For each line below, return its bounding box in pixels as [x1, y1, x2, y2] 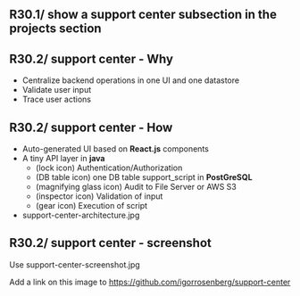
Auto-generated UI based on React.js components [21, 144, 210, 154]
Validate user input [21, 85, 92, 95]
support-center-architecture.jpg [21, 210, 140, 221]
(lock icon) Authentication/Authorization [35, 162, 183, 173]
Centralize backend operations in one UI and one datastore [21, 75, 239, 86]
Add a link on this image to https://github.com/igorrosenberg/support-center [9, 276, 291, 287]
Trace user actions [21, 94, 92, 105]
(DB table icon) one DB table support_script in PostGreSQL [35, 172, 253, 183]
